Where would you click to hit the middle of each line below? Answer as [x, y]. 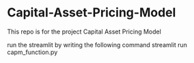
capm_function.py [32, 52]
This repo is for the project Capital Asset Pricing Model [84, 32]
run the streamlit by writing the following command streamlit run [97, 45]
